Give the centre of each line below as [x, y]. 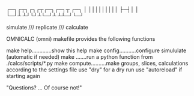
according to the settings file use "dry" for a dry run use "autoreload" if [94, 70]
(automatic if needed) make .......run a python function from [80, 57]
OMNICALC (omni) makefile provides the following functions [81, 39]
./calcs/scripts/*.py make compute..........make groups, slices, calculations [97, 63]
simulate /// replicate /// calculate [47, 27]
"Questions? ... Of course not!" [44, 88]
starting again [23, 76]
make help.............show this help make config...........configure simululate [96, 50]
